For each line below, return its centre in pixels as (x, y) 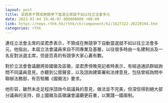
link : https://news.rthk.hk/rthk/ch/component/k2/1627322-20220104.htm (81, 24)
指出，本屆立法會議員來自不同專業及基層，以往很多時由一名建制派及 (88, 49)
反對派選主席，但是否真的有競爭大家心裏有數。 (57, 56)
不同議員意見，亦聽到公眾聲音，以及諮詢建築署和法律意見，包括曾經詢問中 (86, 72)
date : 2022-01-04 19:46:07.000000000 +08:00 (52, 19)
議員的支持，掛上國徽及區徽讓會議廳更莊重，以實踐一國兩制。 (73, 96)
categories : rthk (23, 28)
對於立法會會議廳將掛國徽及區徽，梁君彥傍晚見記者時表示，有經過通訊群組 (82, 66)
